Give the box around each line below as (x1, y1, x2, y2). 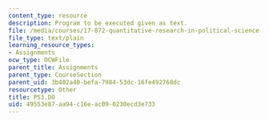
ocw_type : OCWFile (8, 57, 70, 64)
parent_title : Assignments (8, 64, 98, 72)
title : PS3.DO (8, 93, 56, 101)
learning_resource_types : (8, 41, 94, 49)
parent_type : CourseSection (8, 71, 102, 79)
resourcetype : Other (8, 85, 78, 94)
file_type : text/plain (8, 33, 84, 42)
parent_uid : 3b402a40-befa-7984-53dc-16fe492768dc (8, 78, 181, 86)
